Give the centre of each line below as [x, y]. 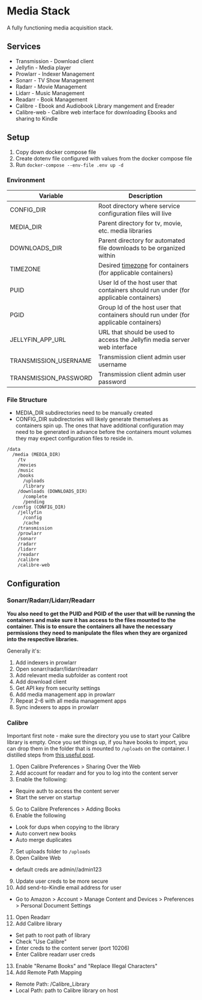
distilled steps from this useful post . [51, 755]
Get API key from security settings [58, 688]
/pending [34, 502]
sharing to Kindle [37, 118]
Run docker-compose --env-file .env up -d [70, 165]
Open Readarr [33, 917]
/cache [31, 523]
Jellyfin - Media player [43, 67]
